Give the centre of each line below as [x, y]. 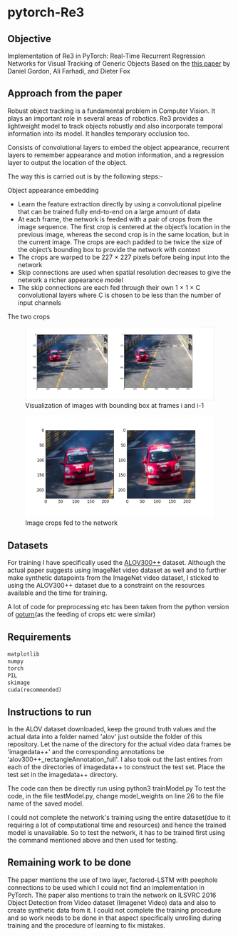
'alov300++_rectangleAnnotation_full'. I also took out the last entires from [115, 759]
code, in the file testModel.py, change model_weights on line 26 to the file [116, 796]
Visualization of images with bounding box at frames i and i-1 [115, 406]
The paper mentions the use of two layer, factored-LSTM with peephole [113, 880]
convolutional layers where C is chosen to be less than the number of [119, 295]
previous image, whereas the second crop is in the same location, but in [123, 234]
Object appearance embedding [53, 190]
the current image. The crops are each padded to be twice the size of [120, 242]
